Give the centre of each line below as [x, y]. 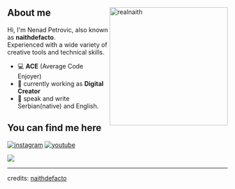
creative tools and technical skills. [56, 52]
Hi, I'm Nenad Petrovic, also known [58, 29]
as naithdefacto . [31, 37]
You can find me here [55, 128]
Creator [29, 91]
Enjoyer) [29, 76]
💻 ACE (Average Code [50, 66]
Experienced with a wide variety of [57, 44]
